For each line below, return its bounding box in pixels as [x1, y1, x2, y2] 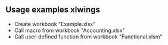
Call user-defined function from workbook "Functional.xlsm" [14, 33, 163, 40]
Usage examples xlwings [5, 5, 101, 15]
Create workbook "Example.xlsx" [14, 20, 96, 27]
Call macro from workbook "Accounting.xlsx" [14, 27, 126, 34]
